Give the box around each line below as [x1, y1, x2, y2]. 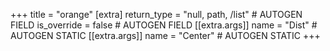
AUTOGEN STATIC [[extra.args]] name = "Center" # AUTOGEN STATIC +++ [10, 30, 321, 41]
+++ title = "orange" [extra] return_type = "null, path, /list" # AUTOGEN [10, 9, 303, 20]
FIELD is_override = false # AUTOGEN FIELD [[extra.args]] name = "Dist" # [10, 19, 318, 31]
